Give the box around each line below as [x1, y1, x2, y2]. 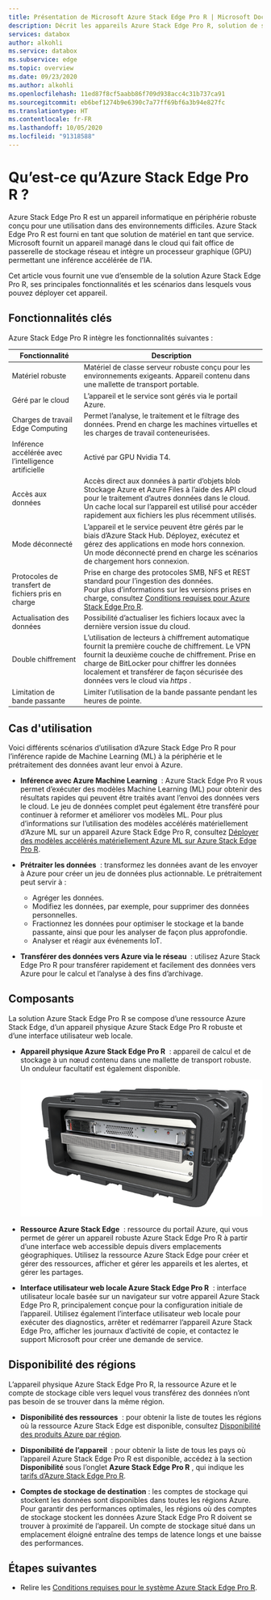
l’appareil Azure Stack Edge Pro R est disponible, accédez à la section [19, 1454, 252, 1463]
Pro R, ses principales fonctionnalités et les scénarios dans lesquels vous [8, 279, 252, 289]
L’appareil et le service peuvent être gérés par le [83, 521, 244, 531]
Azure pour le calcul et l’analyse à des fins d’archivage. [19, 969, 203, 978]
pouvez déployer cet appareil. [8, 288, 107, 298]
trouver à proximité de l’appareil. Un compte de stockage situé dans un [19, 1521, 256, 1530]
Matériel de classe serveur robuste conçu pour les [83, 362, 251, 372]
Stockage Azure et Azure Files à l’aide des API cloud [83, 485, 256, 495]
